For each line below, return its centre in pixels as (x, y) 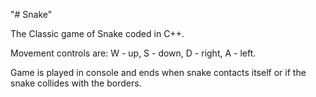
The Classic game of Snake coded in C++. (97, 33)
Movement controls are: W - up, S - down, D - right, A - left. (133, 53)
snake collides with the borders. (76, 83)
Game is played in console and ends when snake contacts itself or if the (158, 72)
